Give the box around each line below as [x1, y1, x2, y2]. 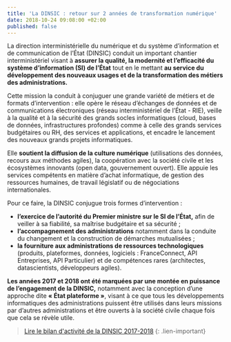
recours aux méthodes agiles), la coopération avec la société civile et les [7, 157, 214, 165]
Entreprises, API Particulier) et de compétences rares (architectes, [17, 256, 205, 265]
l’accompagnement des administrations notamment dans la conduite [17, 227, 217, 235]
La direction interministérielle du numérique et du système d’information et [7, 42, 219, 50]
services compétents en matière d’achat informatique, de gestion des [7, 171, 205, 179]
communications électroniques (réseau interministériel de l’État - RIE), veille [7, 106, 222, 114]
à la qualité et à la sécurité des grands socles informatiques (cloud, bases [7, 114, 217, 122]
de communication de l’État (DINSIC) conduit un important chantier [7, 49, 197, 57]
